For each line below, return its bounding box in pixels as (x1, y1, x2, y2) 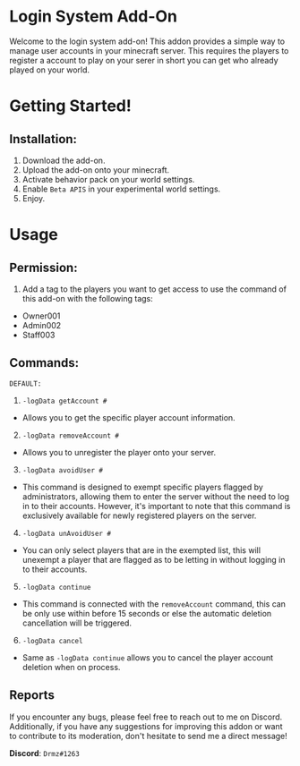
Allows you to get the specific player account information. (21, 412, 236, 422)
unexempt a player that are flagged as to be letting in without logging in (21, 554, 286, 565)
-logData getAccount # (21, 396, 107, 405)
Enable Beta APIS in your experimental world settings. (21, 183, 221, 194)
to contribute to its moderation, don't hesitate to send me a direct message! (9, 730, 288, 741)
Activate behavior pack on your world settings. (21, 174, 195, 184)
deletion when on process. (21, 661, 121, 672)
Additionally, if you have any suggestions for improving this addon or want (9, 720, 283, 731)
